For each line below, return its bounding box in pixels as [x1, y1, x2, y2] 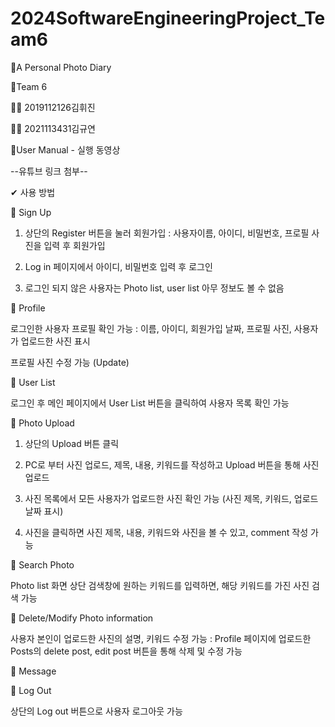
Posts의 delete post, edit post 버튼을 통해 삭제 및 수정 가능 [10, 645, 243, 657]
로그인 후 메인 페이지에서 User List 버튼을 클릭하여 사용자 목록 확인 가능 [10, 397, 290, 409]
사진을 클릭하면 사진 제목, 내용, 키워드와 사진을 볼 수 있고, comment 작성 [24, 526, 309, 538]
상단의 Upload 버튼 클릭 [24, 437, 120, 449]
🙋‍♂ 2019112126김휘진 [10, 101, 96, 113]
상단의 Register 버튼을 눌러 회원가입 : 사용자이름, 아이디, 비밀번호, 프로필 [24, 227, 310, 239]
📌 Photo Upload [10, 417, 75, 429]
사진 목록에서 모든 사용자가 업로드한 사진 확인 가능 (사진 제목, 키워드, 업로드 [24, 492, 319, 504]
